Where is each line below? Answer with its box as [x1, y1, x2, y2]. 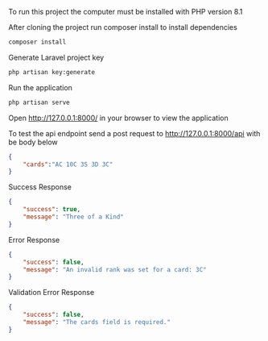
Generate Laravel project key [8, 52, 105, 62]
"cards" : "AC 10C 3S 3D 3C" [23, 160, 113, 168]
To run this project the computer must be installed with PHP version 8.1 [8, 7, 243, 16]
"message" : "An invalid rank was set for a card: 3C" [23, 265, 207, 273]
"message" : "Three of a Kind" [23, 213, 125, 221]
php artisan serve [8, 98, 70, 106]
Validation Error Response [8, 288, 95, 297]
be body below [8, 137, 58, 147]
